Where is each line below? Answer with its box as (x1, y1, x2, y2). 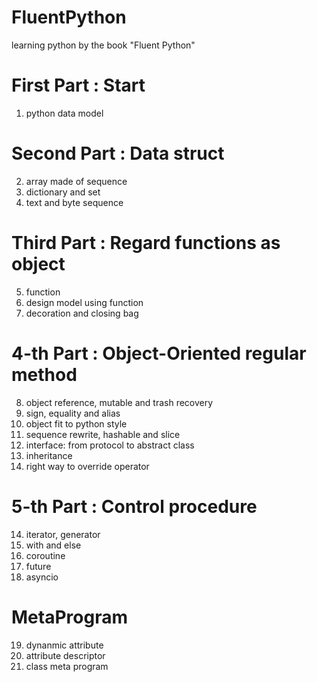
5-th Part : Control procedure (11, 495, 258, 518)
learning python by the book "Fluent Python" (11, 39, 196, 51)
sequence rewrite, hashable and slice (25, 428, 181, 440)
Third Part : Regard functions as (11, 232, 281, 254)
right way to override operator (25, 460, 150, 472)
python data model (25, 107, 104, 119)
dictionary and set (25, 186, 101, 198)
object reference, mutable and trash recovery (25, 396, 214, 408)
